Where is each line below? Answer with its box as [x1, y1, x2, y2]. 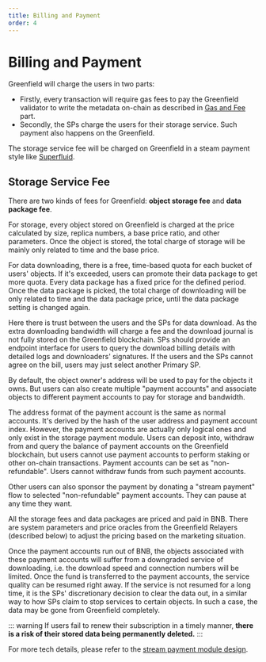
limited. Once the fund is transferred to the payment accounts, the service [8, 572, 250, 581]
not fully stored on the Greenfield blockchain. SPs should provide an [8, 335, 231, 345]
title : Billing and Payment [8, 11, 101, 20]
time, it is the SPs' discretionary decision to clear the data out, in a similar [8, 588, 248, 599]
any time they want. [8, 499, 73, 508]
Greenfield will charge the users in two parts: [8, 79, 155, 89]
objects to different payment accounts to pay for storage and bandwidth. [8, 392, 245, 402]
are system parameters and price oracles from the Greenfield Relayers [8, 522, 238, 532]
